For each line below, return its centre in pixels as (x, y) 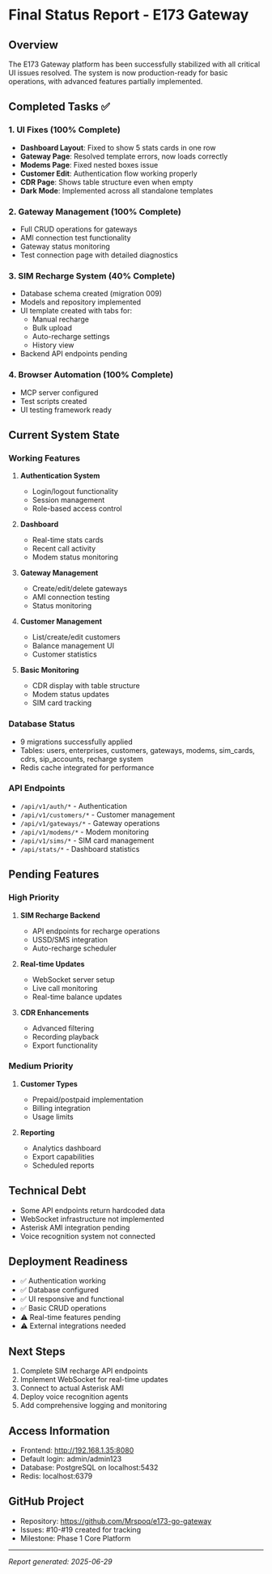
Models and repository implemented (81, 302)
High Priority (34, 898)
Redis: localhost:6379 (56, 1476)
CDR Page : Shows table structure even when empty (106, 182)
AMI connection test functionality (75, 237)
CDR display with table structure (86, 686)
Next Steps (37, 1351)
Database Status (42, 724)
